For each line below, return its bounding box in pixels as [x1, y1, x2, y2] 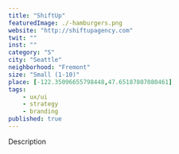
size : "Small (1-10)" [8, 71, 80, 79]
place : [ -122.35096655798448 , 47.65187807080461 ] [8, 78, 173, 86]
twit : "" [8, 33, 37, 42]
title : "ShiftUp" [8, 11, 66, 20]
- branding [22, 108, 59, 116]
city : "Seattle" [8, 56, 62, 64]
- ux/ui [22, 93, 48, 101]
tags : [8, 85, 26, 94]
